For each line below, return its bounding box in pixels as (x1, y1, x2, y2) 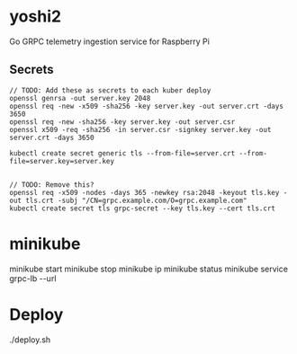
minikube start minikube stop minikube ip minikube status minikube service (9, 263, 288, 274)
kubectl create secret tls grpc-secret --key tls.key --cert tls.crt (9, 204, 276, 213)
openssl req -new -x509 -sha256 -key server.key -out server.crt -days (9, 102, 283, 111)
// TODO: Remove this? (9, 180, 94, 190)
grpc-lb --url (9, 272, 57, 284)
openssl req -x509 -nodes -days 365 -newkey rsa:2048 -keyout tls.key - (9, 188, 288, 197)
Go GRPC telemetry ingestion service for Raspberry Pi (9, 36, 210, 47)
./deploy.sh (9, 334, 51, 345)
